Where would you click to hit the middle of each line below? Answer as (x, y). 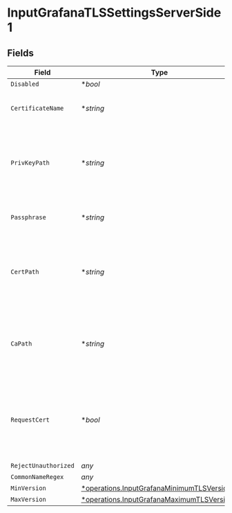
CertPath (25, 272)
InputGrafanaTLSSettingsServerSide (114, 13)
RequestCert (30, 420)
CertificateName (37, 108)
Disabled (25, 84)
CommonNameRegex (37, 477)
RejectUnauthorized (42, 466)
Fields (21, 53)
